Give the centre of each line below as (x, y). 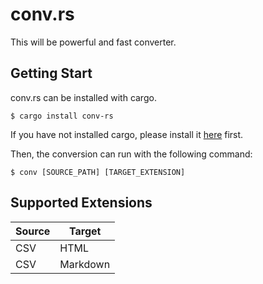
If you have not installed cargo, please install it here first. (127, 134)
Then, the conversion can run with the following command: (131, 154)
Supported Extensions (81, 203)
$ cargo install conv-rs (62, 116)
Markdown (85, 264)
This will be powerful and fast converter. (93, 42)
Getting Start (51, 73)
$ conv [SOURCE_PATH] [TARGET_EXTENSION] (98, 172)
